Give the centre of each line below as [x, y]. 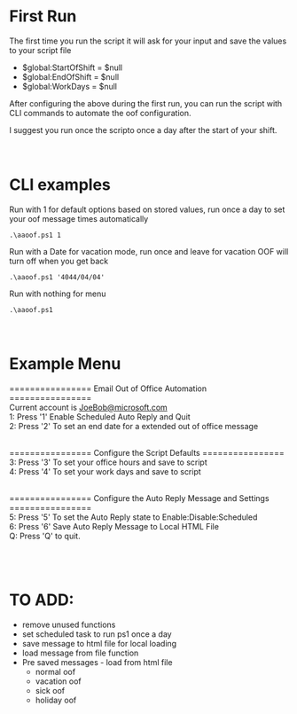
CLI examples [60, 185]
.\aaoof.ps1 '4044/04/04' [57, 277]
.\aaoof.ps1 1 [35, 235]
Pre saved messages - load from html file [97, 662]
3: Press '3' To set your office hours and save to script [109, 462]
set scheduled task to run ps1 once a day [97, 634]
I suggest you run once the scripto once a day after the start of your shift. [143, 129]
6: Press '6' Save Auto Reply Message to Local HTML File [114, 526]
